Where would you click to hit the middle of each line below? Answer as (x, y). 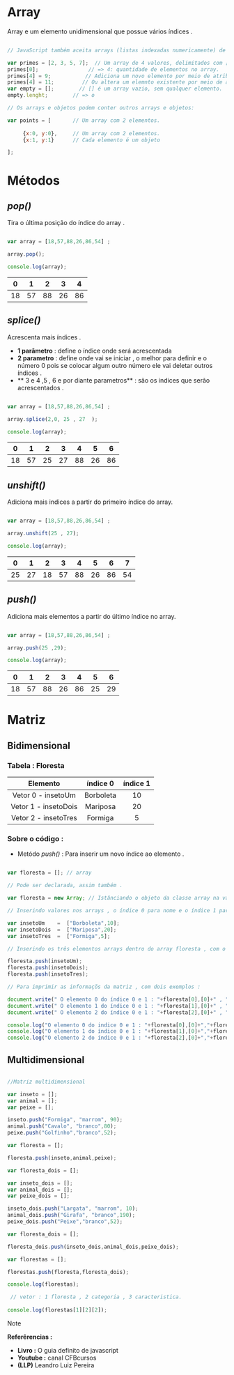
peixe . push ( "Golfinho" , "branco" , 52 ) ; (62, 1133)
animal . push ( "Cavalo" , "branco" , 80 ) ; (62, 1126)
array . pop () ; (26, 254)
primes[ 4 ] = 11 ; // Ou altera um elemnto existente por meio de (115, 82)
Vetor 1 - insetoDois (44, 807)
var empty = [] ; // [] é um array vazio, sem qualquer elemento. (115, 89)
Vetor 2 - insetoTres (44, 818)
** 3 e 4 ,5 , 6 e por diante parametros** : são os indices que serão (114, 380)
